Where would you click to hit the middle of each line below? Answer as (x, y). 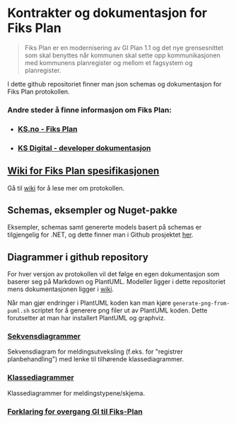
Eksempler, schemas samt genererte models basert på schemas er (105, 227)
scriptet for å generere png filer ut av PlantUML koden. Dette (119, 310)
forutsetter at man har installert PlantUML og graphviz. (87, 318)
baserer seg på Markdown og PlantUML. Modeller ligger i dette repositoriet (117, 282)
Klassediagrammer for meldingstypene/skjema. (76, 393)
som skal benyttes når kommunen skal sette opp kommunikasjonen (123, 55)
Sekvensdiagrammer (44, 337)
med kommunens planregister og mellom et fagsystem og (108, 62)
